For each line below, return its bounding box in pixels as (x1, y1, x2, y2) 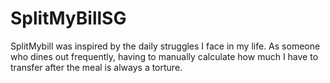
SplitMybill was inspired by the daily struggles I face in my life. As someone (10, 40, 321, 52)
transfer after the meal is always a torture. (10, 61, 183, 73)
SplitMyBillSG (10, 7, 127, 30)
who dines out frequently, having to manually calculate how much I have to (10, 50, 319, 62)
